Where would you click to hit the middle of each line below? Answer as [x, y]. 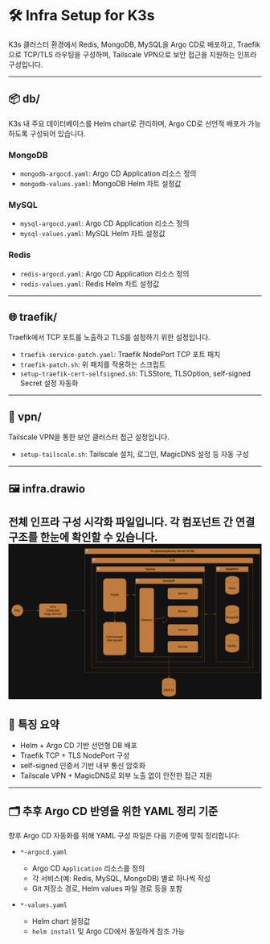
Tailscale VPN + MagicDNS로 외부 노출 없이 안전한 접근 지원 [116, 776]
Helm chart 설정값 [61, 921]
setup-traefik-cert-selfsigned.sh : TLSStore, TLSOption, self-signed [135, 374]
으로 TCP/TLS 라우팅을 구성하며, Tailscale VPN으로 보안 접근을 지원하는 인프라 [133, 54]
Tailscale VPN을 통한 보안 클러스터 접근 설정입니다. [89, 437]
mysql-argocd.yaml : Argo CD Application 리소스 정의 [104, 223]
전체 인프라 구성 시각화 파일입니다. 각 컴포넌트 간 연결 [132, 522]
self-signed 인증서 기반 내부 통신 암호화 [83, 766]
